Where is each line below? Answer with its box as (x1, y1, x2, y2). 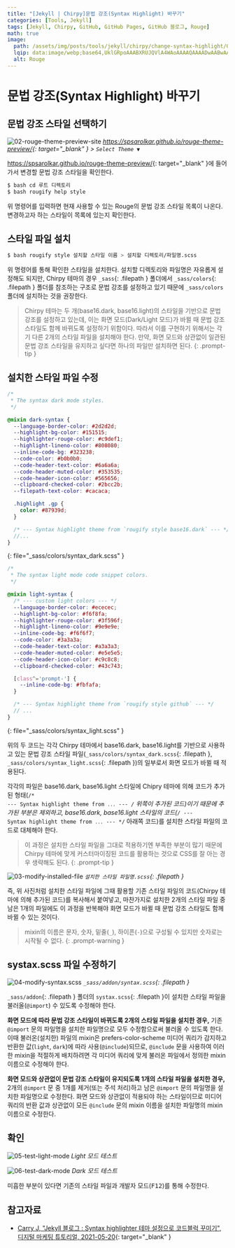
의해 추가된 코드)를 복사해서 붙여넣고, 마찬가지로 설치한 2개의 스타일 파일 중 (20, 895, 226, 904)
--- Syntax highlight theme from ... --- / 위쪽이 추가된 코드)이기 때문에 (7, 799, 217, 808)
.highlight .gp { (13, 500, 64, 507)
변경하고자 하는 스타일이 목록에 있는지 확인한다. (7, 211, 136, 219)
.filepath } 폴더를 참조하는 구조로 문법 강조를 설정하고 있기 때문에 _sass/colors (7, 283, 224, 291)
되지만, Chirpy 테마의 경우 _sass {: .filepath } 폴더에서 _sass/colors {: (25, 274, 217, 283)
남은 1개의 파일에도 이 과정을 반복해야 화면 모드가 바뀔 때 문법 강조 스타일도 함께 (7, 904, 224, 912)
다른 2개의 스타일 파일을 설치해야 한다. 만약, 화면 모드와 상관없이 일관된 (31, 333, 226, 342)
